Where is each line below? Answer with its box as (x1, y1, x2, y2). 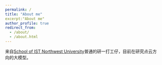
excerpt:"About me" (5, 16, 45, 21)
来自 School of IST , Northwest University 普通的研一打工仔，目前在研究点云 (5, 48, 153, 54)
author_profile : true (5, 21, 49, 26)
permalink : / (5, 7, 32, 12)
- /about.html (9, 35, 38, 40)
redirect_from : (5, 25, 36, 30)
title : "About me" (5, 12, 42, 17)
